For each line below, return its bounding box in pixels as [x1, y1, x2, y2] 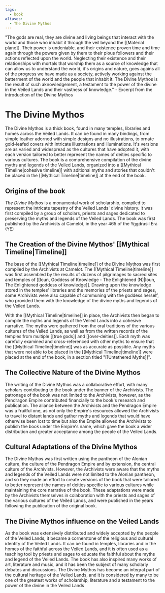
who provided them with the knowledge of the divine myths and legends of [5, 297, 158, 303]
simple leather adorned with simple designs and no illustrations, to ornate [5, 136, 154, 142]
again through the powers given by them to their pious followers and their [5, 50, 154, 56]
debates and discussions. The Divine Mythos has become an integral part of [5, 567, 160, 573]
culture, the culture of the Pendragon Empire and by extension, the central [5, 461, 156, 467]
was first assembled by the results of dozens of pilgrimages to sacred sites [5, 271, 158, 277]
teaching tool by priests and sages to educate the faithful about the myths [5, 551, 155, 557]
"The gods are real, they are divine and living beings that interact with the [5, 34, 154, 40]
